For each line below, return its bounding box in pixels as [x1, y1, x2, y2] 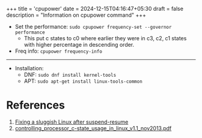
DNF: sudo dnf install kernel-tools [23, 71, 117, 78]
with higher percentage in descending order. [23, 41, 135, 48]
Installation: [14, 65, 44, 71]
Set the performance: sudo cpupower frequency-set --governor [14, 23, 172, 30]
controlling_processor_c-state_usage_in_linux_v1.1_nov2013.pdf [14, 124, 172, 131]
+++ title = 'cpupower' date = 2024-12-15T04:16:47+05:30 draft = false [6, 5, 183, 12]
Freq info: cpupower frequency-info [14, 47, 102, 55]
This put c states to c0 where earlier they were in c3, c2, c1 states [23, 35, 187, 41]
